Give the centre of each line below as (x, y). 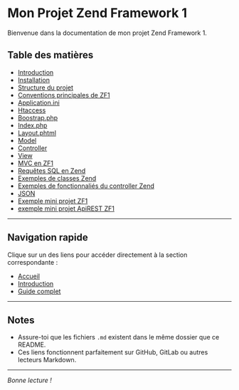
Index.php (32, 125)
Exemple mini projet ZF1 (53, 201)
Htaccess (32, 110)
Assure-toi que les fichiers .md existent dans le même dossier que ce (118, 337)
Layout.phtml (37, 132)
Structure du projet (45, 88)
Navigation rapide (48, 237)
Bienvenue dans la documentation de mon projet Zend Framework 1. (107, 33)
